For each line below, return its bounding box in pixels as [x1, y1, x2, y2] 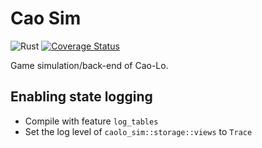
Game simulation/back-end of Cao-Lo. [10, 59, 169, 71]
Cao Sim [10, 7, 82, 30]
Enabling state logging [10, 88, 153, 106]
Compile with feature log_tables [24, 115, 159, 127]
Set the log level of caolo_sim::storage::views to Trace [24, 125, 253, 137]
